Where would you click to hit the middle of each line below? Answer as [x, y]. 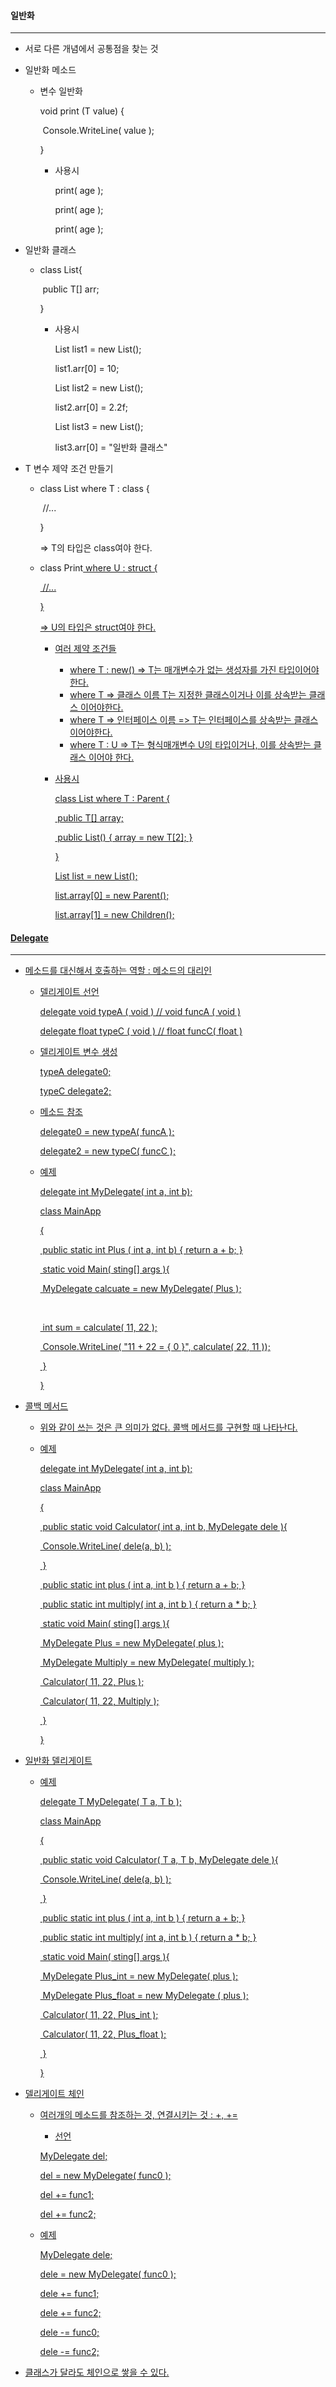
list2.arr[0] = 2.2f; [91, 407]
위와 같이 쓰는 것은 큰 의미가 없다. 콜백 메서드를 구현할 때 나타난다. [168, 1427]
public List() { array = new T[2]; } [125, 837]
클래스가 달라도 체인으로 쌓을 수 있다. [97, 2372]
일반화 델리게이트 [58, 1761]
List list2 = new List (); [99, 388]
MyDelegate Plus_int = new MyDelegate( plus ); [140, 1976]
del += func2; [68, 2214]
